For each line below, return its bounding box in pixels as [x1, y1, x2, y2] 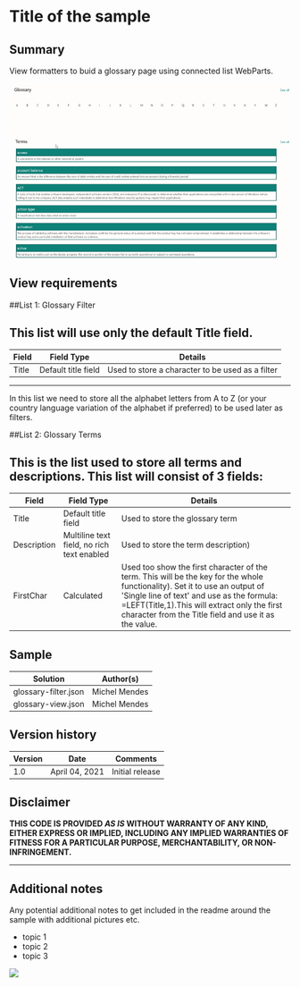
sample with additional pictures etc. [9, 915, 140, 925]
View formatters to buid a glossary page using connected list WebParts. [9, 65, 274, 76]
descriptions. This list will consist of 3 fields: [9, 469, 263, 485]
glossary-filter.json [12, 686, 85, 696]
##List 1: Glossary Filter [9, 299, 96, 310]
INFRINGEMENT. [9, 847, 72, 857]
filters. [9, 411, 33, 422]
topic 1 [21, 932, 47, 942]
